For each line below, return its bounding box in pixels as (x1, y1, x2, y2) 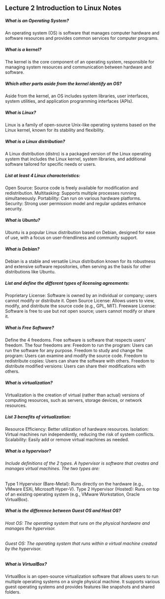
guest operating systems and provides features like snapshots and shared (5, 584, 155, 590)
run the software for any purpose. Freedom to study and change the (5, 348, 143, 354)
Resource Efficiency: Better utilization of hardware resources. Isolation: (5, 426, 149, 432)
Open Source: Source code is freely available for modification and (5, 185, 138, 191)
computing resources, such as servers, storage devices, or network (5, 397, 142, 403)
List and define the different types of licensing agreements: (5, 280, 130, 286)
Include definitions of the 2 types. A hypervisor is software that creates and (5, 460, 159, 466)
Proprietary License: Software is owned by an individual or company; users (5, 293, 157, 299)
